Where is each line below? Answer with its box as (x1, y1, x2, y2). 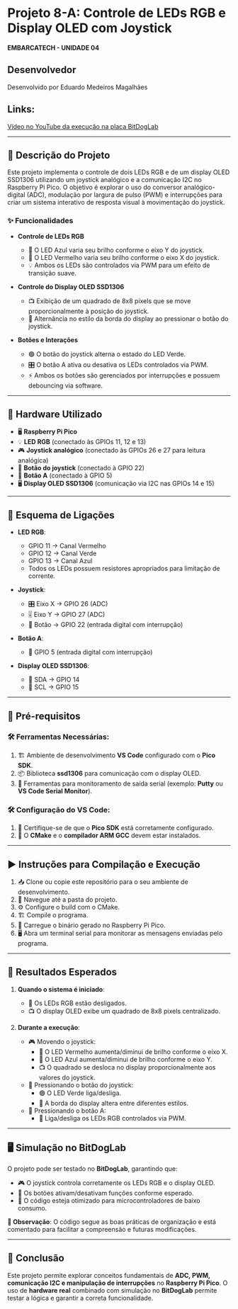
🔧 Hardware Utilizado (7, 409, 103, 421)
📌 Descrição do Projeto (7, 149, 110, 161)
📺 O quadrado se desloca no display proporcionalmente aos (38, 1062, 216, 1071)
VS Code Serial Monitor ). (17, 786, 93, 795)
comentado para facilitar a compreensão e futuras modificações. (7, 1225, 197, 1233)
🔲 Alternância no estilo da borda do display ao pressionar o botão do (28, 314, 229, 323)
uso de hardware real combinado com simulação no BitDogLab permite (7, 1286, 217, 1294)
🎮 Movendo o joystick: (28, 1037, 96, 1045)
